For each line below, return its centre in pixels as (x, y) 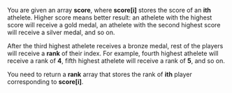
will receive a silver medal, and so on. (61, 32)
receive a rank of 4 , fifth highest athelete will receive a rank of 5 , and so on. (116, 61)
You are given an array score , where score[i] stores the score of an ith (109, 10)
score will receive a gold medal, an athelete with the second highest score (114, 25)
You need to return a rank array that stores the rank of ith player (100, 74)
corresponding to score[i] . (45, 82)
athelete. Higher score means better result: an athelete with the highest (110, 17)
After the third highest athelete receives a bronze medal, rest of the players (115, 46)
